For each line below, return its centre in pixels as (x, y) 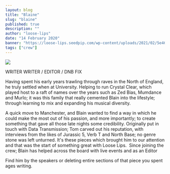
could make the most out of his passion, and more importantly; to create (80, 118)
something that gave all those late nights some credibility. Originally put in (82, 124)
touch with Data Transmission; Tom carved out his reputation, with (74, 129)
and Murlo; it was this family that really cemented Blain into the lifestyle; (80, 97)
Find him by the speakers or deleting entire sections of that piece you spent (84, 160)
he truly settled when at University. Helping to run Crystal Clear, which (78, 87)
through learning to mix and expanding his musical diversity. (68, 103)
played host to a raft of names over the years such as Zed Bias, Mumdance (83, 92)
